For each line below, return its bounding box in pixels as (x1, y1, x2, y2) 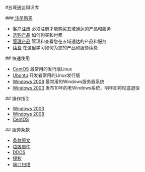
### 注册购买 (5, 15, 33, 21)
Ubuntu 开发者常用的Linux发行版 (12, 72, 81, 78)
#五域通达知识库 (5, 5, 39, 10)
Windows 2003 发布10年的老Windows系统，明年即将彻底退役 (12, 85, 140, 91)
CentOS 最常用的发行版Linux (12, 66, 72, 72)
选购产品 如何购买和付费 (12, 32, 63, 38)
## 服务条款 (5, 127, 30, 132)
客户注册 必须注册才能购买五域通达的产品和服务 (12, 26, 111, 32)
